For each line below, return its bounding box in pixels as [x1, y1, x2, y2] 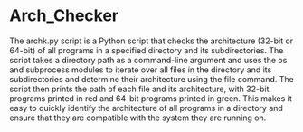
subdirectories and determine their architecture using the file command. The [9, 73, 294, 84]
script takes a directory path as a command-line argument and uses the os [9, 54, 288, 65]
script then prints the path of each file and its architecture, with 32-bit [9, 83, 270, 94]
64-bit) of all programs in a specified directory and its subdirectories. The [9, 44, 284, 55]
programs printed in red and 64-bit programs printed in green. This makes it [9, 92, 292, 104]
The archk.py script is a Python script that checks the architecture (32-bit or [9, 35, 294, 46]
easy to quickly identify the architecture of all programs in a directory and [9, 102, 283, 113]
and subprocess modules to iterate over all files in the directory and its [9, 64, 272, 75]
